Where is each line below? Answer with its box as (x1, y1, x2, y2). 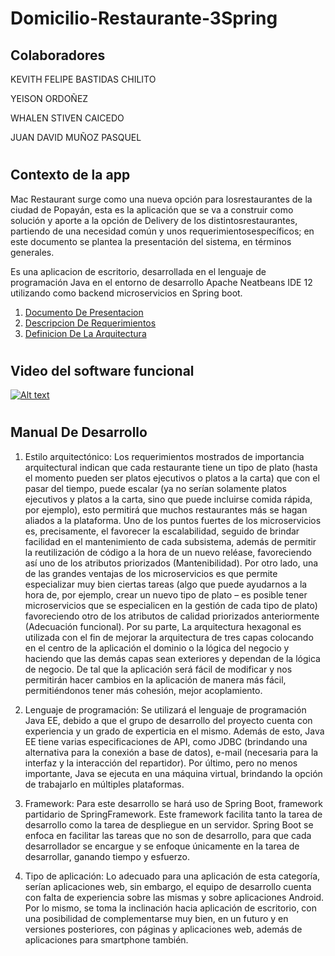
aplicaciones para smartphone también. (24, 933, 189, 946)
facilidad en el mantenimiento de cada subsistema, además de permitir (24, 535, 317, 547)
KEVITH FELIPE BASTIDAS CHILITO (10, 73, 157, 85)
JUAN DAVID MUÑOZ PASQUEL (10, 132, 142, 143)
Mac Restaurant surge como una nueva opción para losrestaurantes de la (10, 193, 313, 205)
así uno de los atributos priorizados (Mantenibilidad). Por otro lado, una (24, 557, 319, 569)
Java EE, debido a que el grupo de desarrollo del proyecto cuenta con (24, 714, 313, 726)
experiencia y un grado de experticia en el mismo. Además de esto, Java (24, 725, 325, 737)
